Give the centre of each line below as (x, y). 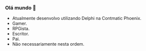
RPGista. (21, 29)
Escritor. (21, 34)
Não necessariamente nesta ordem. (48, 44)
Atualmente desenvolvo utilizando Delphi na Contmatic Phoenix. (77, 18)
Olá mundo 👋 (21, 8)
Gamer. (19, 23)
